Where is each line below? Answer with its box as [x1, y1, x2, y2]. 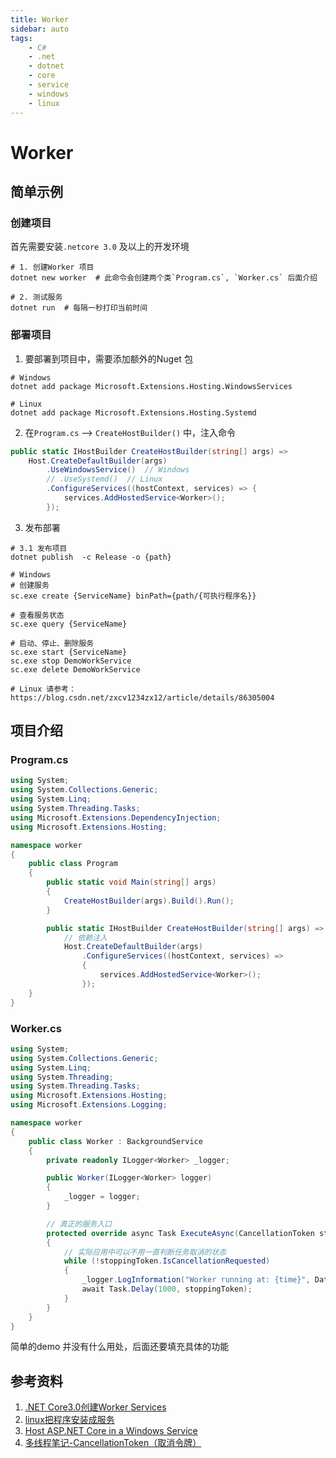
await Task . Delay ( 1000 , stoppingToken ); [81, 1284, 253, 1295]
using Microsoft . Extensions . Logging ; [10, 1100, 168, 1110]
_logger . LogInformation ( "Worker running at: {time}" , [81, 1275, 311, 1285]
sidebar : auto [10, 24, 70, 34]
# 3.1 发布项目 [10, 543, 68, 553]
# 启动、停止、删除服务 [10, 638, 95, 648]
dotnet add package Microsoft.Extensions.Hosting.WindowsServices [10, 381, 293, 391]
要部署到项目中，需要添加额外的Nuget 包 [24, 352, 193, 365]
